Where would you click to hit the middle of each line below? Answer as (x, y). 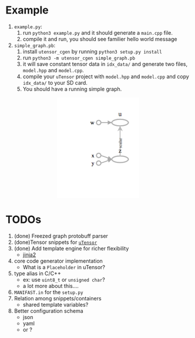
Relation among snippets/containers (58, 298)
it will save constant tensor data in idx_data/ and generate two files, (105, 64)
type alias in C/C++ (37, 273)
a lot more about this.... (51, 286)
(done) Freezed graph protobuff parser (61, 236)
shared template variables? (56, 304)
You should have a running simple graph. (72, 89)
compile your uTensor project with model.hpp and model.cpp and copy (106, 76)
